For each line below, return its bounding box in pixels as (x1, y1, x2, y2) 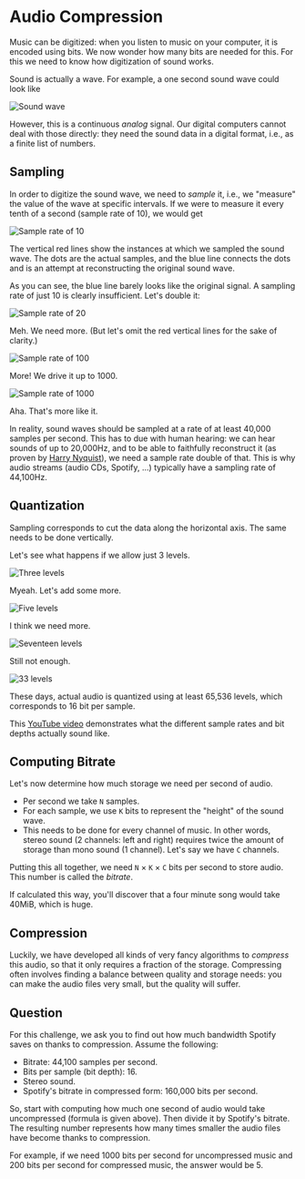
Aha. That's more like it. (9, 405, 98, 416)
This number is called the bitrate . (9, 872, 134, 883)
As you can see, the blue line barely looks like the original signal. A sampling (9, 280, 296, 291)
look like (9, 83, 41, 94)
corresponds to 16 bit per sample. (9, 700, 136, 712)
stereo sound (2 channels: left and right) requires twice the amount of (22, 835, 284, 846)
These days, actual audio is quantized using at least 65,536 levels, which (9, 691, 283, 702)
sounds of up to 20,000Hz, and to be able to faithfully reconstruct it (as (9, 442, 277, 453)
